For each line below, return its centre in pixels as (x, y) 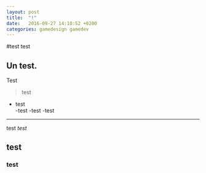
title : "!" (21, 18)
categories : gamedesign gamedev (48, 29)
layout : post (23, 12)
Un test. (22, 66)
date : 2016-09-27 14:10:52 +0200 (52, 23)
